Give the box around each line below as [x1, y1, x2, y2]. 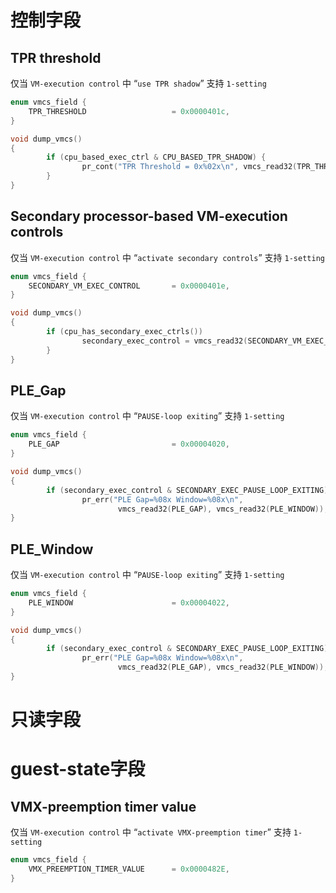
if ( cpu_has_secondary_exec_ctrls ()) [46, 327, 203, 337]
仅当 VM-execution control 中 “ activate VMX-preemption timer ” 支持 [10, 826, 292, 838]
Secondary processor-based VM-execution [10, 208, 288, 225]
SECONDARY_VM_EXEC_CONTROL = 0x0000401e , [28, 281, 230, 291]
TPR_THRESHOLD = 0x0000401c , [28, 106, 230, 116]
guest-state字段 [10, 758, 146, 781]
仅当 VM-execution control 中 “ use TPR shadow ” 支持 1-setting [10, 77, 267, 89]
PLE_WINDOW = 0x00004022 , [28, 597, 230, 608]
